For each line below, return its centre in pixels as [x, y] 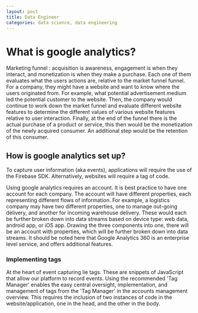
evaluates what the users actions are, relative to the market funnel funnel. [95, 81]
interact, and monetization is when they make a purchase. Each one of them [99, 74]
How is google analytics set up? [66, 156]
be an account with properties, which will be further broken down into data [97, 232]
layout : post [22, 12]
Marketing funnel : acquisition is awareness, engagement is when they [92, 68]
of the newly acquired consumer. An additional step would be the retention [97, 131]
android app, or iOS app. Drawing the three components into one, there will [98, 226]
